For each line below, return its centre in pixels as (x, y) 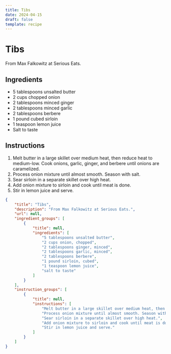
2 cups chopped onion (36, 97)
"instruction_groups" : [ (41, 290)
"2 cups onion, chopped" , (69, 242)
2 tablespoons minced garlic (42, 108)
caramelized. (26, 169)
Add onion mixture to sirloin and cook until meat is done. (72, 185)
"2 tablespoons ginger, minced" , (77, 247)
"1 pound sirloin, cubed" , (70, 261)
